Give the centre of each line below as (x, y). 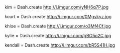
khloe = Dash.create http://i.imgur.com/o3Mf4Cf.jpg (58, 26)
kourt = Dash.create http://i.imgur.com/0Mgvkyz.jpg (58, 16)
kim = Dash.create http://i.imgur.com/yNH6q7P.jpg (57, 7)
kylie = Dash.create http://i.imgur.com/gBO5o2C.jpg (58, 36)
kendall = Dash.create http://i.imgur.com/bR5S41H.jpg (60, 45)
